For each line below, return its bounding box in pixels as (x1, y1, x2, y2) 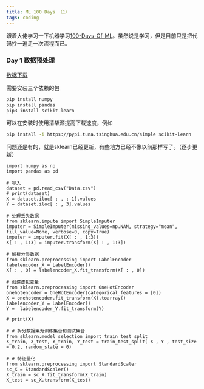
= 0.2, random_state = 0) (6, 344, 72, 350)
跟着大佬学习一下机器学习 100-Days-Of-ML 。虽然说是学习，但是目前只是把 (6, 32, 192, 40)
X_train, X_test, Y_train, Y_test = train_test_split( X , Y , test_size (6, 339, 197, 345)
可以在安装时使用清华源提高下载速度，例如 (6, 119, 113, 126)
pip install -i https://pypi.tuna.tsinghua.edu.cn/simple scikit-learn (6, 131, 191, 137)
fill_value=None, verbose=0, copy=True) (6, 229, 110, 235)
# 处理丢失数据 (6, 213, 39, 219)
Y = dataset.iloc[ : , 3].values (6, 201, 91, 207)
